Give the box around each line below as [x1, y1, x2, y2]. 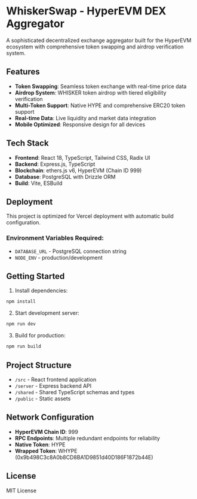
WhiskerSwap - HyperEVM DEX [6, 4, 167, 18]
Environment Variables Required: [6, 234, 104, 242]
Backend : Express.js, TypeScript [14, 160, 96, 168]
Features [6, 67, 40, 77]
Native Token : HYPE [14, 441, 66, 448]
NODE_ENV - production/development [14, 254, 103, 261]
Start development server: [14, 309, 79, 317]
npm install [6, 299, 36, 305]
